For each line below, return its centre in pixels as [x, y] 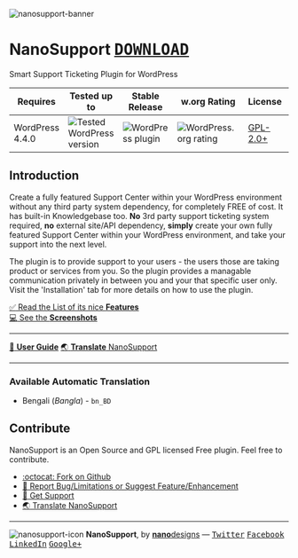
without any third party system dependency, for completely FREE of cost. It [146, 206]
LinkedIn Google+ [46, 544]
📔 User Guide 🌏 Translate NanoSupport [83, 347]
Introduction [44, 176]
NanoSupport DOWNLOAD [99, 50]
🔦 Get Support [48, 495]
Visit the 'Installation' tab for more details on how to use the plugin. [131, 289]
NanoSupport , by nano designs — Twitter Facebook [185, 534]
